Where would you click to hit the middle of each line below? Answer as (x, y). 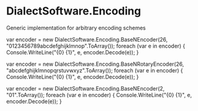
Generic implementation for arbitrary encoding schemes (76, 28)
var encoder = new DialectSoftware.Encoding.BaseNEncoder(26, (87, 39)
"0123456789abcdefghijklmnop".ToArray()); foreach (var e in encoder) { (96, 46)
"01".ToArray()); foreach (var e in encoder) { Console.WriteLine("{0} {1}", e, (99, 95)
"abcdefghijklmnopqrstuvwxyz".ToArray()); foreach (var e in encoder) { (94, 70)
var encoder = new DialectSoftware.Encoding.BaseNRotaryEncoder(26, (95, 64)
